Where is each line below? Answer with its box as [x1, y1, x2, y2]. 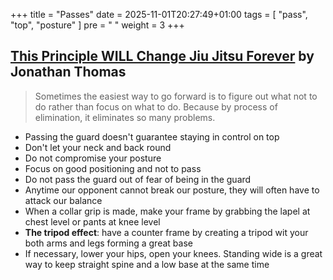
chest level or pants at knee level [24, 215, 161, 228]
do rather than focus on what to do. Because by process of [34, 100, 278, 113]
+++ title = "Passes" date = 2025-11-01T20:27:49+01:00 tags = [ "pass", [10, 9, 308, 20]
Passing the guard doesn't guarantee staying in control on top [24, 130, 280, 143]
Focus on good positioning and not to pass [24, 162, 202, 174]
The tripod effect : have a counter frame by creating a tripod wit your [24, 226, 309, 238]
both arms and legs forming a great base [24, 237, 193, 249]
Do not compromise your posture [24, 152, 162, 164]
